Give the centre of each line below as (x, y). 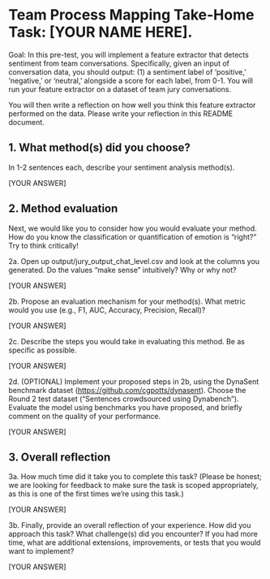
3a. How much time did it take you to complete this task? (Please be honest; (135, 477)
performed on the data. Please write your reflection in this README (121, 113)
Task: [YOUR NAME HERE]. (101, 32)
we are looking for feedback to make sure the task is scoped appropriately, (134, 486)
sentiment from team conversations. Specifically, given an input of (119, 63)
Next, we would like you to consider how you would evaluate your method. (133, 228)
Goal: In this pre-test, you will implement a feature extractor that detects (129, 54)
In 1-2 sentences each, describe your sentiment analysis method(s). (122, 167)
